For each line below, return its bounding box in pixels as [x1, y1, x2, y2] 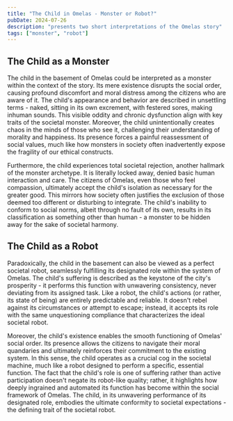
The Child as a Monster [7, 55, 110, 67]
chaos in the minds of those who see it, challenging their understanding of [7, 126, 220, 134]
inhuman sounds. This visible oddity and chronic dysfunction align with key [7, 111, 223, 119]
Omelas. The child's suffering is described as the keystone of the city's [7, 273, 211, 282]
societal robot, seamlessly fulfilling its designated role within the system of [7, 266, 221, 275]
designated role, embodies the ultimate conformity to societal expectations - [7, 398, 227, 406]
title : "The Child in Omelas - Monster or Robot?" [7, 10, 157, 17]
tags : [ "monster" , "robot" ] [7, 29, 89, 37]
